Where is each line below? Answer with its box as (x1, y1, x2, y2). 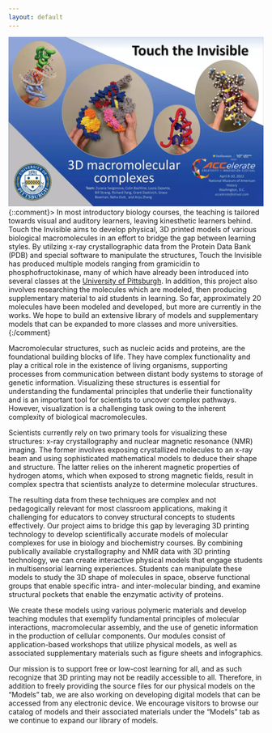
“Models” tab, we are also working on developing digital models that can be (8, 690, 261, 700)
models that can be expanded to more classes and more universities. (8, 320, 239, 329)
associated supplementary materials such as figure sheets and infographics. (8, 648, 263, 659)
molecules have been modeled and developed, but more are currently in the (8, 302, 261, 311)
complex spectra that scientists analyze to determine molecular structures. (8, 480, 257, 489)
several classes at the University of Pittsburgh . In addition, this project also (8, 276, 257, 286)
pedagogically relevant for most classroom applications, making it (8, 504, 228, 514)
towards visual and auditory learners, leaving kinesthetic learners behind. (8, 216, 253, 226)
